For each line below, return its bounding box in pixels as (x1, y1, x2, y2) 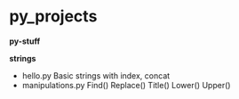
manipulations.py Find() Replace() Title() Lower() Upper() (21, 79, 231, 90)
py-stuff (9, 36, 41, 46)
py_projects (9, 6, 98, 27)
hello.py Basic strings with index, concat (21, 70, 171, 81)
